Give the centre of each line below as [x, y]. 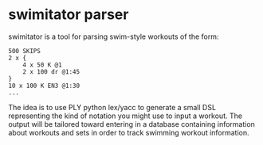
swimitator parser [69, 15]
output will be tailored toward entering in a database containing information [131, 124]
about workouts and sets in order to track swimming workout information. [129, 132]
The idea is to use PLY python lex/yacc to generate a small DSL [112, 107]
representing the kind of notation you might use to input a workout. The [126, 116]
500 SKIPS [25, 51]
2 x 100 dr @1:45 [51, 72]
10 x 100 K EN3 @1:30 [44, 86]
